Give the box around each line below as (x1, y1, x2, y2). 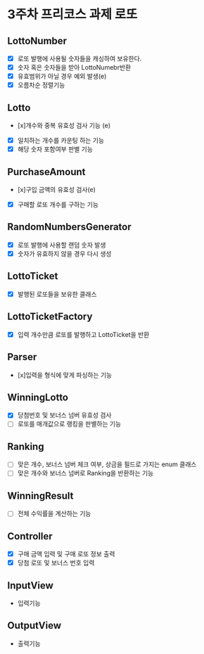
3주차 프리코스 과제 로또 (7, 6, 138, 23)
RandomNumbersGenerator (7, 221, 132, 233)
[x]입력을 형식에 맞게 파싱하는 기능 (17, 371, 113, 379)
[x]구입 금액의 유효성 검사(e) (17, 186, 96, 193)
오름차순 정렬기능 (17, 81, 65, 89)
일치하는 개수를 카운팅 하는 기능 (17, 136, 104, 145)
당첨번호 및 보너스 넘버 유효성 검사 (17, 411, 112, 419)
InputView (7, 579, 54, 591)
